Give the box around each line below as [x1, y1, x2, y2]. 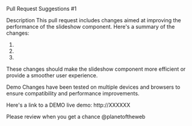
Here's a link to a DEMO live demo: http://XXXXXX [6, 101, 131, 109]
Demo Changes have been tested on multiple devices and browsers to [6, 83, 181, 91]
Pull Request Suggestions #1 [6, 5, 77, 12]
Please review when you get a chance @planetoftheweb [6, 113, 146, 120]
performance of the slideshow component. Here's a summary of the [6, 23, 175, 30]
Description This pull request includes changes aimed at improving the [6, 17, 182, 23]
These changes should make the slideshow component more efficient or [6, 65, 186, 73]
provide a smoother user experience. [6, 72, 98, 79]
